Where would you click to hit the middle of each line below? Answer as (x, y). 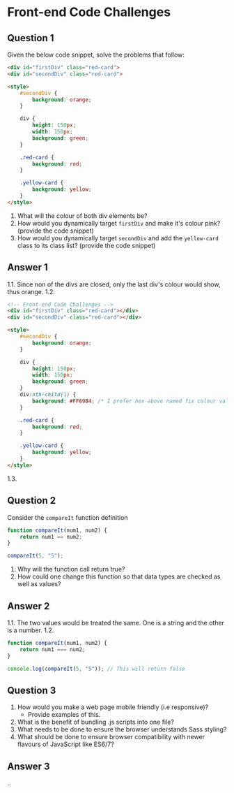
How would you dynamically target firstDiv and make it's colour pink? (119, 223)
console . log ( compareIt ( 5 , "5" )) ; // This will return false (96, 669)
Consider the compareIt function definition (68, 517)
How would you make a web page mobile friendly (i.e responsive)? (113, 707)
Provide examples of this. (64, 715)
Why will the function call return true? (71, 569)
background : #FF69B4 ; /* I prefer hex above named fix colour (124, 401)
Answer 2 (29, 606)
